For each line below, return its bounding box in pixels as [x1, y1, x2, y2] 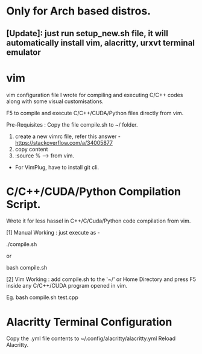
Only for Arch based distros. [6, 4, 151, 18]
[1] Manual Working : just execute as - [6, 229, 101, 236]
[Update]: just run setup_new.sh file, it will [6, 28, 169, 39]
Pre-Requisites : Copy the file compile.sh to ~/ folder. [6, 121, 138, 128]
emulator [6, 47, 41, 57]
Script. [6, 197, 41, 211]
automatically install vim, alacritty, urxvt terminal [6, 37, 195, 48]
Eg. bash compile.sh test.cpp [6, 294, 78, 301]
